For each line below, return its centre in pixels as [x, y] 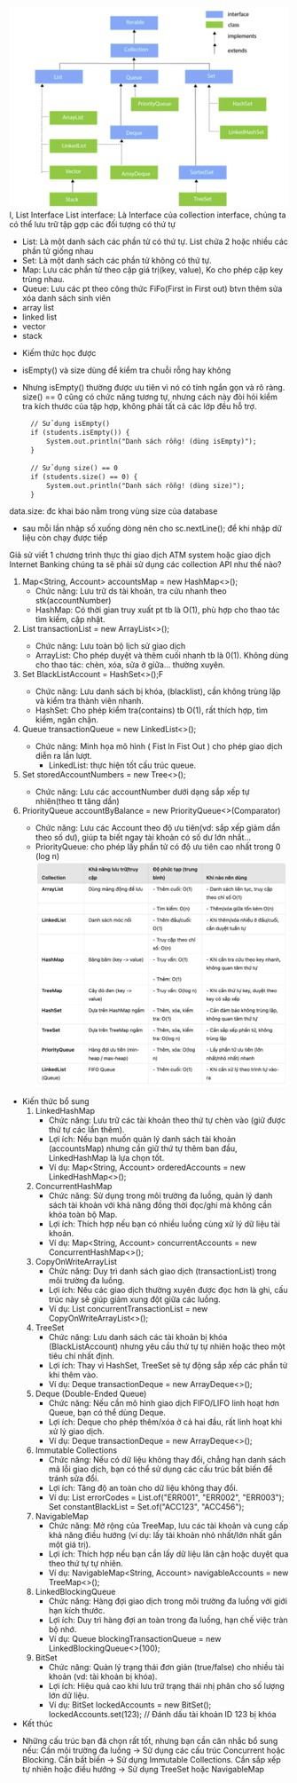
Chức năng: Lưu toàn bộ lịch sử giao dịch [110, 645]
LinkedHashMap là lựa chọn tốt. [106, 1157]
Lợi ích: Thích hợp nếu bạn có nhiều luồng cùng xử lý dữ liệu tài [164, 1224]
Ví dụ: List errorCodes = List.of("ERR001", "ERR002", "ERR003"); [166, 1497]
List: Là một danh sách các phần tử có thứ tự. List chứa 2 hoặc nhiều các [155, 241]
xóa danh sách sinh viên [66, 298]
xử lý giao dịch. [76, 1431]
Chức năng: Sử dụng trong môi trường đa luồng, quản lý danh [160, 1195]
